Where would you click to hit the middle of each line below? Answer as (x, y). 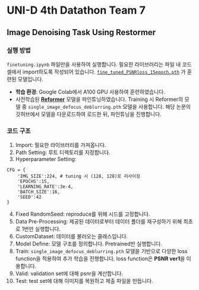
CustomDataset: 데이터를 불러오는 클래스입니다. (72, 237)
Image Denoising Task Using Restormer (81, 32)
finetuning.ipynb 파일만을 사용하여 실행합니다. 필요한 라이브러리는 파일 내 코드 (99, 64)
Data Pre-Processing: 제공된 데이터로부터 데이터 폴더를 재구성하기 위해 (99, 222)
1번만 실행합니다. (41, 229)
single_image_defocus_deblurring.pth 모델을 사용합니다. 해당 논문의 (110, 106)
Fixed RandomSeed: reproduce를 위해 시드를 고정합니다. (83, 214)
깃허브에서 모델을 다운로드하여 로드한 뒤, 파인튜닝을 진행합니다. (89, 114)
